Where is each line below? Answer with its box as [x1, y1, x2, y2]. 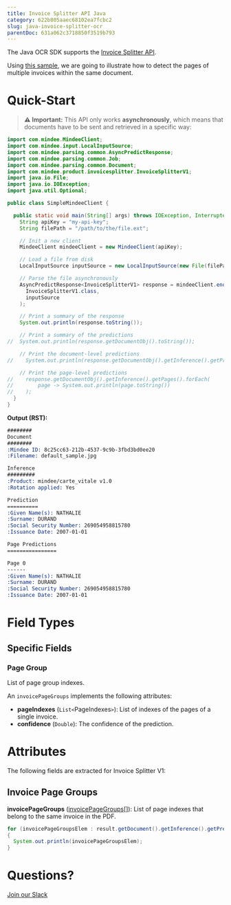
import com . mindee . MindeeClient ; [7, 136, 103, 143]
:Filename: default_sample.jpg [7, 452, 97, 459]
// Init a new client [19, 237, 81, 244]
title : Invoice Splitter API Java [7, 10, 107, 17]
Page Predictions [7, 541, 57, 548]
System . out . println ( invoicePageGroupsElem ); [13, 838, 143, 845]
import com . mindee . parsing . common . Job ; [7, 155, 122, 162]
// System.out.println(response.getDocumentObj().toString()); [7, 338, 195, 345]
